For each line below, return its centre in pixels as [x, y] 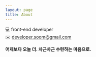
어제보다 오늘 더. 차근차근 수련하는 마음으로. [48, 49]
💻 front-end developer [29, 29]
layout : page [19, 10]
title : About [19, 15]
